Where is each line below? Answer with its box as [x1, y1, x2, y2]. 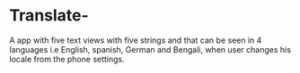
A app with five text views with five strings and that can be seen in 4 [9, 35, 262, 45]
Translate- [9, 5, 90, 26]
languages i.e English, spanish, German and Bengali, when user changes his [9, 44, 292, 54]
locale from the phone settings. [9, 53, 126, 64]
